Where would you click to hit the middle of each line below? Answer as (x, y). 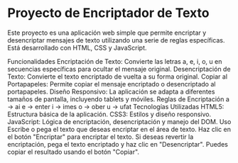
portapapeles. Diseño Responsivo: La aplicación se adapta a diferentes (111, 91)
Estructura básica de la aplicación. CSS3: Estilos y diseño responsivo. (109, 114)
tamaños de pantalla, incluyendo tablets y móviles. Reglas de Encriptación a (118, 99)
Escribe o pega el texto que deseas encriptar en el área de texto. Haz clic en (119, 129)
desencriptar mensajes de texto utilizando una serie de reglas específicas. (116, 40)
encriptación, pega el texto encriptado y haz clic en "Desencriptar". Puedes (118, 144)
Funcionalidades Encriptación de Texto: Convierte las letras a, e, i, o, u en (115, 61)
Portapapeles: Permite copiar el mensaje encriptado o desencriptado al (112, 84)
